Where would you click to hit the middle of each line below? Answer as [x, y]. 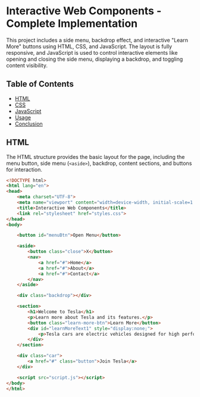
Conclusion [29, 124]
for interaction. [24, 169]
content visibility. [27, 65]
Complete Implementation [72, 24]
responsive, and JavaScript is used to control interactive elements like [92, 52]
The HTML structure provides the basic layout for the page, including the [96, 157]
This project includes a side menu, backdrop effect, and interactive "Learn [97, 40]
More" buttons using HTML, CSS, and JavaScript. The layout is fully [89, 46]
